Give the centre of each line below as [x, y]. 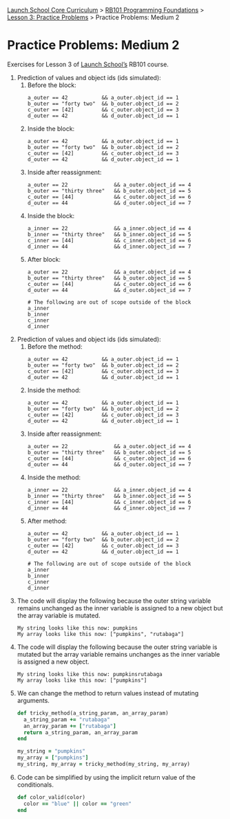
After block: [44, 259]
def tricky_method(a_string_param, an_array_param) [93, 713]
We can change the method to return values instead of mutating [108, 693]
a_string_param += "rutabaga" [67, 720]
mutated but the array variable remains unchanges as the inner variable [118, 654]
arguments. [33, 700]
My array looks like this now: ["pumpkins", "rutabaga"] [101, 634]
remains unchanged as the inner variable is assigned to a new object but [120, 608]
